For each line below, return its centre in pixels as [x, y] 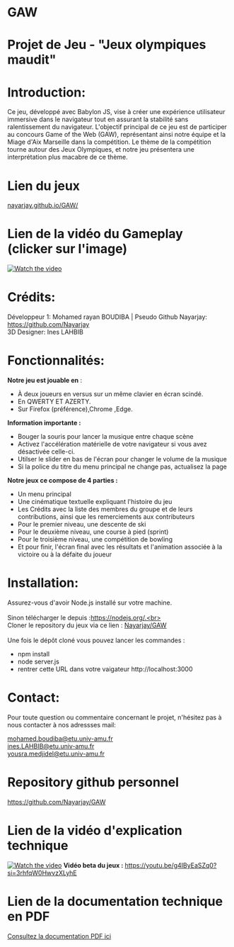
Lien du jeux [43, 186]
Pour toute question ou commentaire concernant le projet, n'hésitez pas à [115, 717]
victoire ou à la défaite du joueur [65, 554]
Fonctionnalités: [56, 360]
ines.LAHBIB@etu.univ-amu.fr [51, 746]
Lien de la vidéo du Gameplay [95, 234]
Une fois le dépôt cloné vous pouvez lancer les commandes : [96, 640]
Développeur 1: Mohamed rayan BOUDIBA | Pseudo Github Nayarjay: [107, 317]
